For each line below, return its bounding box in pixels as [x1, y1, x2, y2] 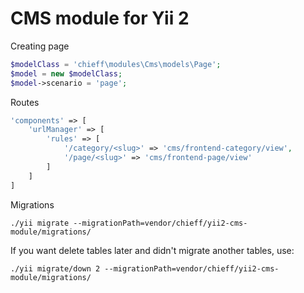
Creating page [10, 40, 70, 52]
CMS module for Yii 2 [10, 7, 190, 30]
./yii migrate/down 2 [10, 263, 101, 274]
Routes [10, 96, 40, 108]
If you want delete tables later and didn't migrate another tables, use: [10, 244, 295, 256]
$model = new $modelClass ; [10, 68, 123, 79]
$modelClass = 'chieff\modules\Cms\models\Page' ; [10, 59, 222, 69]
